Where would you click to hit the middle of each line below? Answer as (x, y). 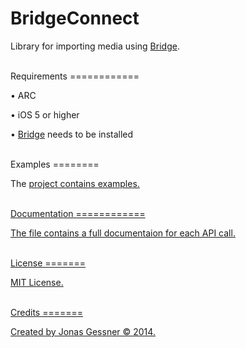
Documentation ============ (78, 213)
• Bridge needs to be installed (72, 134)
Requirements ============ (75, 76)
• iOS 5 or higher (45, 114)
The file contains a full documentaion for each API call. (123, 233)
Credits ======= (46, 312)
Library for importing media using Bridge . (95, 46)
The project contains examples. (75, 183)
